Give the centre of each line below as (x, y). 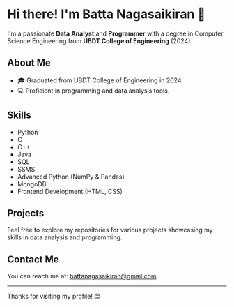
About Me (29, 63)
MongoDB (32, 184)
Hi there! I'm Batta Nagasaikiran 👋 (107, 14)
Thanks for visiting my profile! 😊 (54, 297)
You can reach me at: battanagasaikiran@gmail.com (82, 276)
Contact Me (33, 259)
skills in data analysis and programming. (65, 237)
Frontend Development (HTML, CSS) (70, 191)
